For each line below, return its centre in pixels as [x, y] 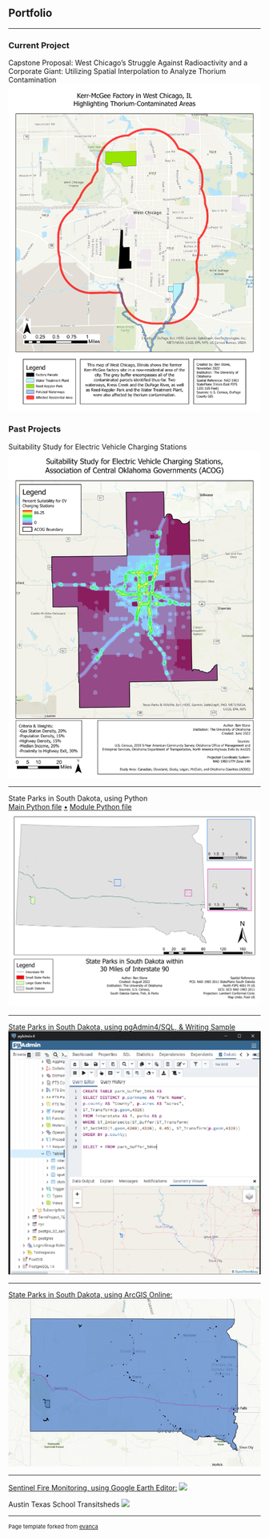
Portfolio [30, 13]
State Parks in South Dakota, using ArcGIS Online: [90, 1294]
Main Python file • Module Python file [70, 807]
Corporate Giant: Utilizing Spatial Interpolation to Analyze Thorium [117, 71]
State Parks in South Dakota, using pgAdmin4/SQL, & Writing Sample [122, 1027]
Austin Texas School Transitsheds [64, 1504]
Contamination [32, 80]
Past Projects [35, 429]
